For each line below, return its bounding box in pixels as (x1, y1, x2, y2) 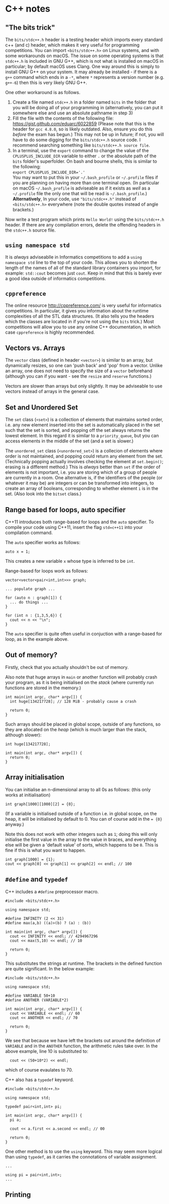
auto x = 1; (5, 549, 30, 554)
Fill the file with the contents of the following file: (12, 115, 114, 121)
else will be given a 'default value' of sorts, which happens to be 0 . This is (5, 841, 158, 848)
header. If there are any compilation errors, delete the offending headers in (5, 222, 160, 228)
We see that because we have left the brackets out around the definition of (5, 1037, 160, 1043)
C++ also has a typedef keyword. (5, 1077, 74, 1083)
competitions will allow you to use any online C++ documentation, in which (5, 324, 161, 330)
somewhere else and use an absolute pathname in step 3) (12, 110, 133, 116)
